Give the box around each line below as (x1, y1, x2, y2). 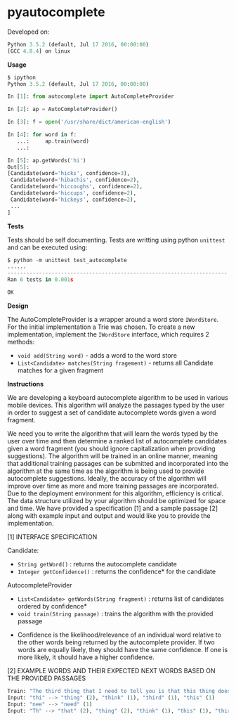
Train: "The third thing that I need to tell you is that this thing (7, 687, 216, 694)
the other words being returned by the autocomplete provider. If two (17, 637, 216, 647)
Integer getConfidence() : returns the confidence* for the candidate (17, 567, 216, 576)
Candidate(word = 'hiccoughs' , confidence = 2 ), (10, 183, 143, 190)
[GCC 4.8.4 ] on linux (7, 47, 71, 55)
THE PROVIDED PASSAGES (7, 674, 86, 682)
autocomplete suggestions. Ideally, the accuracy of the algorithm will (7, 474, 207, 482)
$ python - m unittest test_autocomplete (7, 256, 128, 264)
